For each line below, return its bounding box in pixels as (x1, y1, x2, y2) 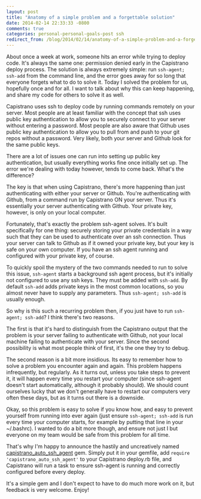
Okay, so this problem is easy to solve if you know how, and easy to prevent (6, 406, 193, 413)
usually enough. (6, 296, 46, 303)
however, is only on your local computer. (6, 209, 106, 216)
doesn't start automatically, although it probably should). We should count (6, 382, 188, 388)
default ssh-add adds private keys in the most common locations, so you (6, 283, 184, 290)
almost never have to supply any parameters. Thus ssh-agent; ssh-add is (6, 289, 187, 297)
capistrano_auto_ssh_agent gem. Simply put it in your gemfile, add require (6, 449, 190, 456)
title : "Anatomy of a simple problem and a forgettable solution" (6, 14, 175, 20)
